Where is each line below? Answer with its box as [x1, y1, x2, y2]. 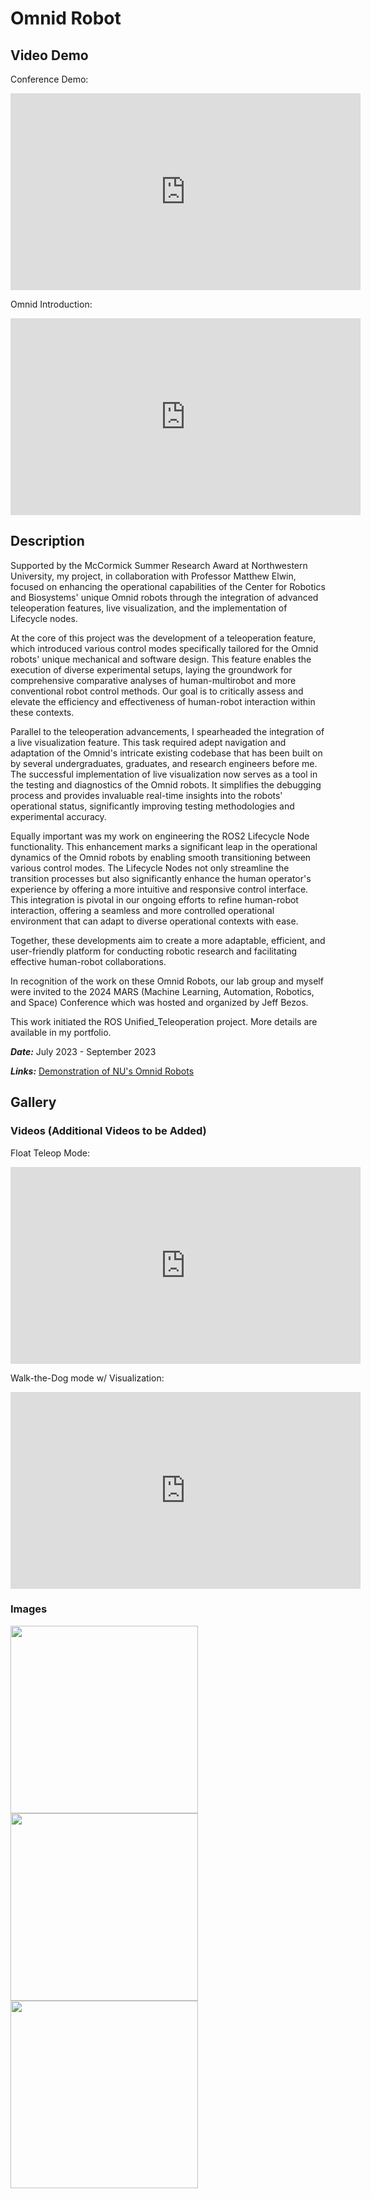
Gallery [10, 1094, 57, 1111]
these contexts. [10, 706, 75, 718]
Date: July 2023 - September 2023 [10, 1045, 157, 1057]
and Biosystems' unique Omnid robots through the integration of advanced [10, 591, 319, 603]
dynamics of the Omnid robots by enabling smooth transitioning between [10, 851, 312, 863]
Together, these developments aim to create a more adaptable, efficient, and [10, 934, 326, 946]
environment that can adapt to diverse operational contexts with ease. [10, 915, 299, 927]
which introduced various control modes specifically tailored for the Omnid [10, 642, 319, 654]
